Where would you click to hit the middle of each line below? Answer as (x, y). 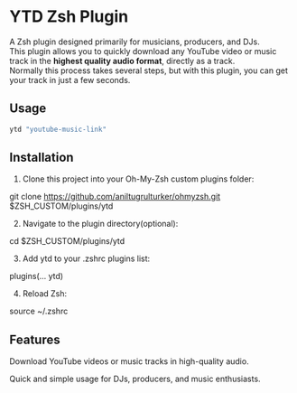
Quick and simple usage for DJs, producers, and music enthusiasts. (135, 379)
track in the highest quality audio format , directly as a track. (122, 61)
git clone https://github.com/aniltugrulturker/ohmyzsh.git (115, 197)
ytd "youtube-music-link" (58, 129)
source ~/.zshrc (39, 311)
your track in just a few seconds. (70, 80)
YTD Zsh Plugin (69, 17)
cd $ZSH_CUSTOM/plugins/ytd (67, 241)
